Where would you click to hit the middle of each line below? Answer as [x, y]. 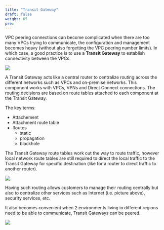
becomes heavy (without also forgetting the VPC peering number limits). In [81, 48]
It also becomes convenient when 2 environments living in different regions [82, 208]
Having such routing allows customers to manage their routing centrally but [82, 188]
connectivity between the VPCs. [38, 58]
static [25, 133]
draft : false [19, 14]
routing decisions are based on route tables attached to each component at [82, 93]
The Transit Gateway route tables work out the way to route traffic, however [82, 153]
